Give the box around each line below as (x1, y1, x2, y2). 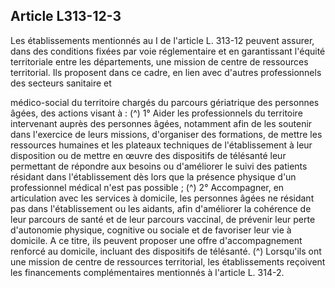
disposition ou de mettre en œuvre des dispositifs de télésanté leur (10, 149, 287, 161)
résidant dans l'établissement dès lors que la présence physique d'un (10, 170, 297, 183)
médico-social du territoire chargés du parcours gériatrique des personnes (10, 96, 320, 108)
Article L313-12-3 (10, 8, 122, 25)
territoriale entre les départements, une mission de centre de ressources (10, 55, 309, 68)
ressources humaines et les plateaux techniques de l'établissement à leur (10, 139, 313, 151)
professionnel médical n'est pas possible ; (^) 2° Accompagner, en (10, 181, 285, 193)
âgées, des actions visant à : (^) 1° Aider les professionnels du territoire (10, 107, 303, 119)
